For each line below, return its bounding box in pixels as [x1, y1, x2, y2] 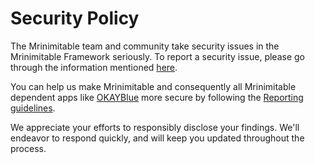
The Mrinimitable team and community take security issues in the [10, 40, 280, 52]
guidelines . [10, 102, 56, 114]
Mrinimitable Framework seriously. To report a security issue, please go [10, 50, 306, 62]
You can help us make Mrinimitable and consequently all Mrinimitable [10, 80, 297, 92]
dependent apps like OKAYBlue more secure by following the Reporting [10, 91, 304, 103]
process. [10, 142, 47, 154]
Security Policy [10, 7, 140, 30]
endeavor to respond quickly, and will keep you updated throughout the [10, 132, 305, 144]
